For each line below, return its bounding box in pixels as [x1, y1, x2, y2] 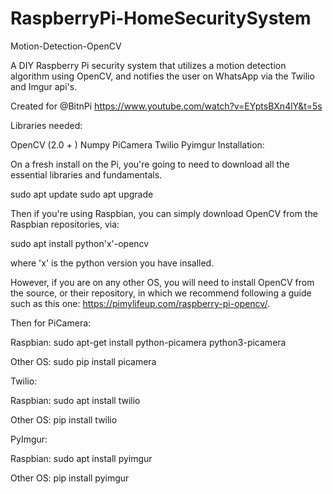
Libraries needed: [10, 119, 83, 131]
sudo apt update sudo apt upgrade [10, 188, 154, 200]
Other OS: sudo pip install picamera [10, 355, 157, 367]
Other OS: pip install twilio [10, 413, 118, 426]
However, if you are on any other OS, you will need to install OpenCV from [10, 276, 315, 288]
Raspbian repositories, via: [10, 218, 120, 230]
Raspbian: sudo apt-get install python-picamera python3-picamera [10, 336, 287, 348]
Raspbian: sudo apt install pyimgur [10, 452, 153, 464]
